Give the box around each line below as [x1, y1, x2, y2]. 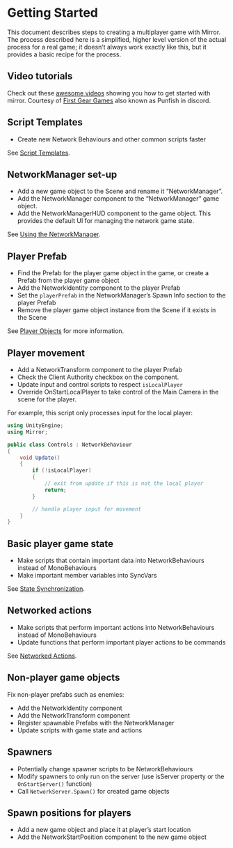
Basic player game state [7, 538, 113, 550]
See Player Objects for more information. [7, 327, 124, 335]
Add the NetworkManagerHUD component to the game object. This [17, 209, 211, 217]
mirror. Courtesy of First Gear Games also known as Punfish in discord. [7, 96, 211, 105]
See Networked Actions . [7, 652, 77, 660]
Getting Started [7, 5, 99, 21]
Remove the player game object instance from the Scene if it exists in [17, 306, 216, 314]
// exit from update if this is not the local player [44, 480, 204, 487]
